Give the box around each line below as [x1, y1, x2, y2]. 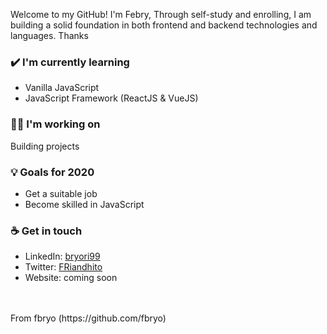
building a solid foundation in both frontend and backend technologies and [10, 19, 318, 31]
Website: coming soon [24, 272, 118, 284]
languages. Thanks [10, 30, 89, 41]
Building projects [10, 140, 80, 152]
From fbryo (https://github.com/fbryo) [10, 312, 167, 324]
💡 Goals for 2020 [10, 165, 95, 179]
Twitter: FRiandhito [24, 261, 103, 273]
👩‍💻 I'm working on [10, 117, 101, 131]
